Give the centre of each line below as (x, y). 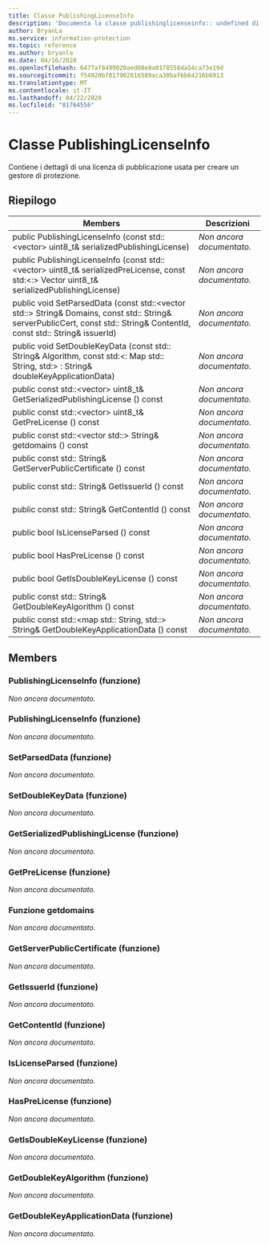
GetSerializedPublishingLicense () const (88, 399)
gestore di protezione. (45, 176)
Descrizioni (228, 223)
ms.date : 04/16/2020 (43, 61)
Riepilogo (32, 201)
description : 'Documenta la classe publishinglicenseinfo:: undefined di (134, 23)
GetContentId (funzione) (57, 1025)
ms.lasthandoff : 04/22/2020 (55, 98)
